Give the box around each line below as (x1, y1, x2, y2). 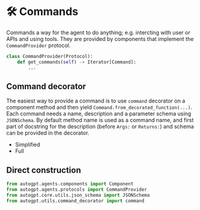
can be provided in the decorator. (6, 129, 89, 136)
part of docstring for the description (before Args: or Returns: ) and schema (6, 123, 195, 130)
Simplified (15, 141, 40, 148)
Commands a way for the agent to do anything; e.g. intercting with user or (6, 28, 190, 36)
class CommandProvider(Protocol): (6, 53, 94, 59)
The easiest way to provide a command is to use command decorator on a (6, 97, 185, 104)
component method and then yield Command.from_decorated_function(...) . (6, 104, 192, 111)
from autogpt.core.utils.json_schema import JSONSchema (6, 192, 150, 198)
